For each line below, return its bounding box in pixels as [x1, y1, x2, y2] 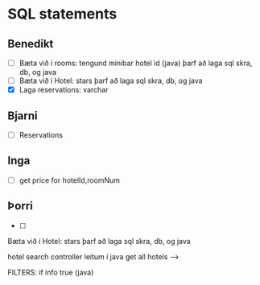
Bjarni [7, 109, 38, 122]
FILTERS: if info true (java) [7, 267, 94, 277]
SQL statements [7, 5, 118, 23]
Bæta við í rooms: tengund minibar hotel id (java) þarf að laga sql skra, [19, 58, 253, 68]
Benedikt [7, 37, 54, 51]
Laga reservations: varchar [19, 85, 109, 95]
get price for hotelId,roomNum [19, 175, 121, 185]
